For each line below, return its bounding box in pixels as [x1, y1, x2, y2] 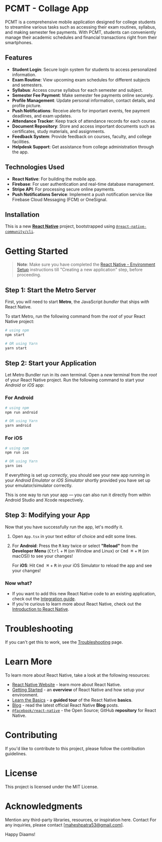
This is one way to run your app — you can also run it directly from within [5, 492, 151, 498]
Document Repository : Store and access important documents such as [12, 123, 155, 129]
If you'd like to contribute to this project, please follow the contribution [5, 745, 145, 751]
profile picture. [12, 102, 42, 108]
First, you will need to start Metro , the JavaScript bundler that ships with [5, 299, 149, 305]
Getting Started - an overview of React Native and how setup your [12, 687, 145, 693]
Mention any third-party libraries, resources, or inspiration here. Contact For [5, 817, 157, 823]
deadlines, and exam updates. [12, 113, 73, 119]
